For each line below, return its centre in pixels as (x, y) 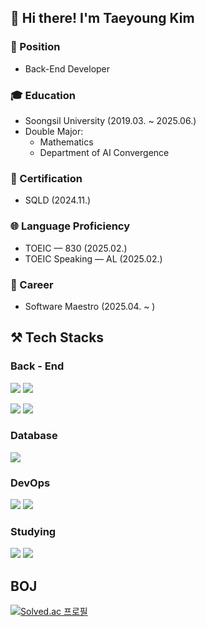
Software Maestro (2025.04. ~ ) (90, 306)
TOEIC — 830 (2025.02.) (76, 248)
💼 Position (35, 47)
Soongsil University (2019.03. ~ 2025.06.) (110, 120)
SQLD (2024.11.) (58, 200)
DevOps (30, 483)
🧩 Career (32, 284)
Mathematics (66, 142)
